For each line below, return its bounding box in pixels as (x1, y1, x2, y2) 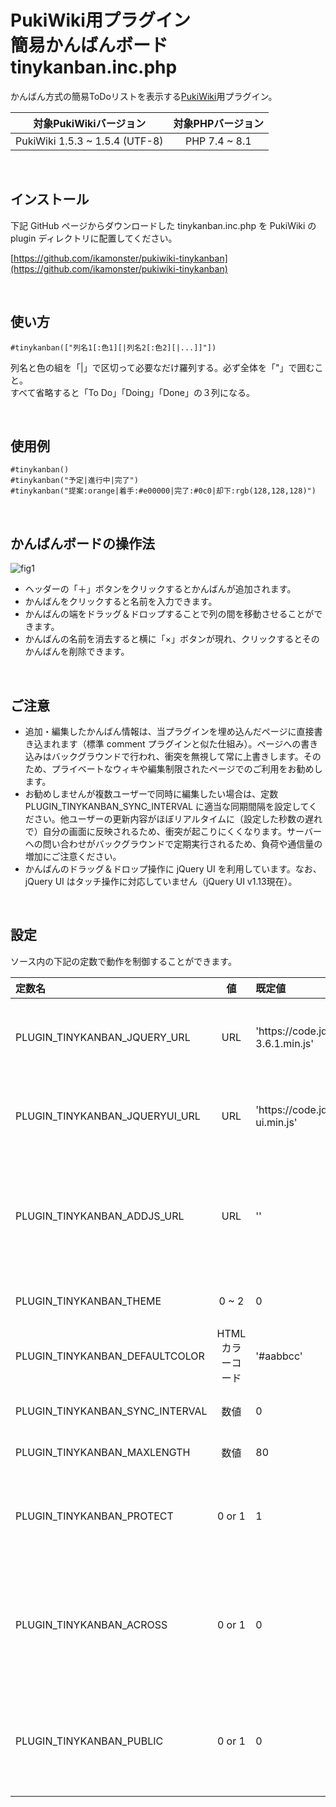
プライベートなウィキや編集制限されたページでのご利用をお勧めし (51, 763, 323, 775)
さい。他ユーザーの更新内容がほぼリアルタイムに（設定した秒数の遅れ (33, 813, 323, 825)
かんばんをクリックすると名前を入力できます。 (24, 596, 218, 608)
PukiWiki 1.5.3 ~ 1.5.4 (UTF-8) (15, 134, 164, 148)
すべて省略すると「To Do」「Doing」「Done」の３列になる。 (10, 386, 255, 398)
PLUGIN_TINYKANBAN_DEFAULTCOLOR (15, 1349, 205, 1363)
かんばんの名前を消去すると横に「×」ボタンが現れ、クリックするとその (24, 633, 320, 645)
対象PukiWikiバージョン (33, 116, 147, 130)
